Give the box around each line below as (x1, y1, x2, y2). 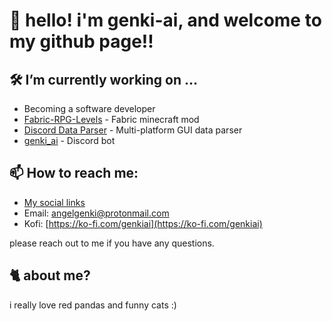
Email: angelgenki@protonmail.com (23, 207, 170, 219)
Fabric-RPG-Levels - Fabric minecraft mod (23, 114, 200, 125)
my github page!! (9, 30, 154, 53)
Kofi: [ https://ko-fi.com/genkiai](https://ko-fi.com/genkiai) (23, 217, 263, 229)
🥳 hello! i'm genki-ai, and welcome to (9, 9, 322, 32)
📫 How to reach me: (9, 165, 139, 182)
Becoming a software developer (23, 103, 156, 114)
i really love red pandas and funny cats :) (9, 299, 177, 311)
